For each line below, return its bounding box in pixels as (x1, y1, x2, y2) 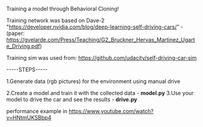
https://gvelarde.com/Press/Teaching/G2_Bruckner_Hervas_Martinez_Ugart (6, 36, 195, 43)
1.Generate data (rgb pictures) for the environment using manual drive (6, 78, 181, 85)
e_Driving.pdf (6, 42, 41, 50)
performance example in (6, 108, 68, 114)
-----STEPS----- (6, 66, 48, 73)
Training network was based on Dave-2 (6, 17, 105, 24)
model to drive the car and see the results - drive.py (6, 96, 138, 103)
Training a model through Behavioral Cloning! (6, 5, 119, 12)
